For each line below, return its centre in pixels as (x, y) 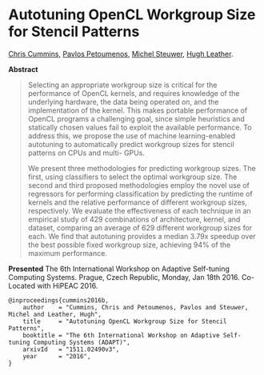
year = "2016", (57, 356)
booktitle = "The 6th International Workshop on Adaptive (121, 335)
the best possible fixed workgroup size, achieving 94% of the (129, 245)
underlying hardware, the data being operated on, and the (123, 102)
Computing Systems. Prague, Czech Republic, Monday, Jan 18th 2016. (124, 277)
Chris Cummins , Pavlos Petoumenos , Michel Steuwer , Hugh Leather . (121, 54)
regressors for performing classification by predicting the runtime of (140, 193)
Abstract (23, 69)
